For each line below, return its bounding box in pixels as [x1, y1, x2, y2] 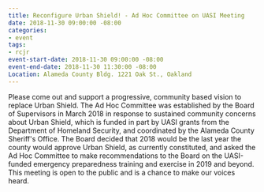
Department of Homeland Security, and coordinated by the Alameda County [8, 126, 255, 135]
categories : [8, 26, 47, 34]
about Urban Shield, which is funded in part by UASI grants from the [8, 117, 230, 126]
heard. [8, 175, 30, 186]
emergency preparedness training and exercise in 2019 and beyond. [32, 159, 255, 168]
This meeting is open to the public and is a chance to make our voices [8, 168, 236, 177]
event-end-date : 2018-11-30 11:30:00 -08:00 [8, 63, 157, 71]
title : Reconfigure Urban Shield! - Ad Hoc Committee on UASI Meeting [8, 11, 245, 20]
